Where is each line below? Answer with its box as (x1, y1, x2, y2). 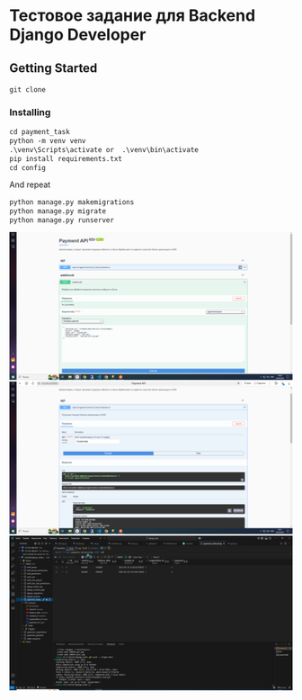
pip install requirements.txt (9, 155, 123, 164)
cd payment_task (9, 128, 70, 137)
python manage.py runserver (9, 216, 115, 225)
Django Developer (9, 24, 147, 45)
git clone (9, 85, 47, 94)
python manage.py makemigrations (9, 198, 135, 207)
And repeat (9, 179, 51, 190)
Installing (9, 105, 51, 118)
